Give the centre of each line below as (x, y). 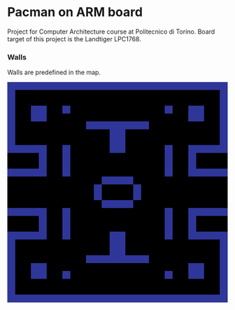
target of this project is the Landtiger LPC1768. (74, 38)
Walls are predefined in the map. (54, 72)
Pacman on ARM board (75, 12)
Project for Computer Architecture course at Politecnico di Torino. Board (111, 31)
